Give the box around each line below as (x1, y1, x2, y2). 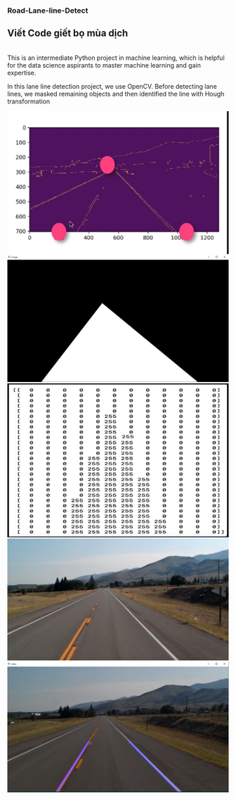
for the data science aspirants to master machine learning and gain (7, 61, 202, 69)
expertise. (7, 68, 37, 77)
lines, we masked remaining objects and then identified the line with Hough (7, 89, 225, 98)
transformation (7, 97, 51, 106)
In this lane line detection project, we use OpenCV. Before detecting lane (7, 82, 218, 90)
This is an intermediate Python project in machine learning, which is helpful (7, 53, 225, 62)
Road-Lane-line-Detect (7, 6, 88, 15)
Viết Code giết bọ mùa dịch (7, 27, 129, 39)
